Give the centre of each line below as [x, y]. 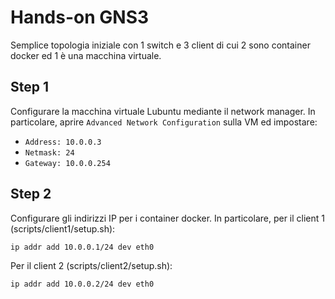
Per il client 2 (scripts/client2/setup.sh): [91, 265]
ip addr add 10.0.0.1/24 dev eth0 [82, 247]
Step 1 [30, 87]
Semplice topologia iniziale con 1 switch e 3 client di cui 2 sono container [160, 45]
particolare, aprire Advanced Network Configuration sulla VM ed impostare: [164, 122]
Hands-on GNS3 [80, 17]
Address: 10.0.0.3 [63, 142]
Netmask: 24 [49, 152]
